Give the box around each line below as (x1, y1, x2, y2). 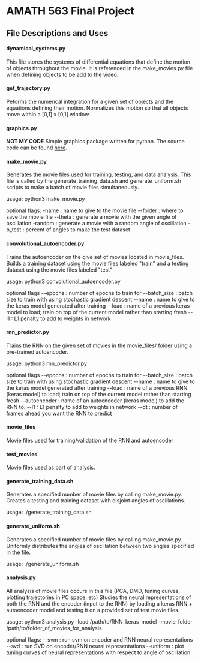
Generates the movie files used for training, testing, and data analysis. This (6, 171, 191, 178)
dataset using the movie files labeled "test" (6, 266, 113, 273)
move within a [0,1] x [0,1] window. (6, 110, 91, 118)
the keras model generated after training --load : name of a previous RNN (6, 384, 188, 391)
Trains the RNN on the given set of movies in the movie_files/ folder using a (6, 342, 193, 349)
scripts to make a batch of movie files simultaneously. (6, 184, 139, 191)
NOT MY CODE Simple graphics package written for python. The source (6, 138, 185, 145)
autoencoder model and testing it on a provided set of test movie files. (6, 606, 180, 613)
